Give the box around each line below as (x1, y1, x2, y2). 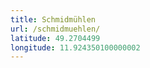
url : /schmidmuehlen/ (10, 24, 101, 34)
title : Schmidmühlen (10, 14, 97, 25)
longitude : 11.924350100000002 (10, 42, 141, 53)
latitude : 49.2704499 (10, 33, 101, 43)
